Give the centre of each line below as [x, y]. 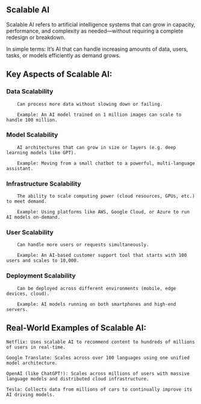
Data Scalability [30, 92]
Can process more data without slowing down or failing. [90, 104]
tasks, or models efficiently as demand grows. [63, 55]
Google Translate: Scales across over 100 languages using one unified [98, 358]
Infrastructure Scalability [44, 183]
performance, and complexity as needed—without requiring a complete [95, 31]
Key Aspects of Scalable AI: [59, 74]
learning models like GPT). [42, 153]
